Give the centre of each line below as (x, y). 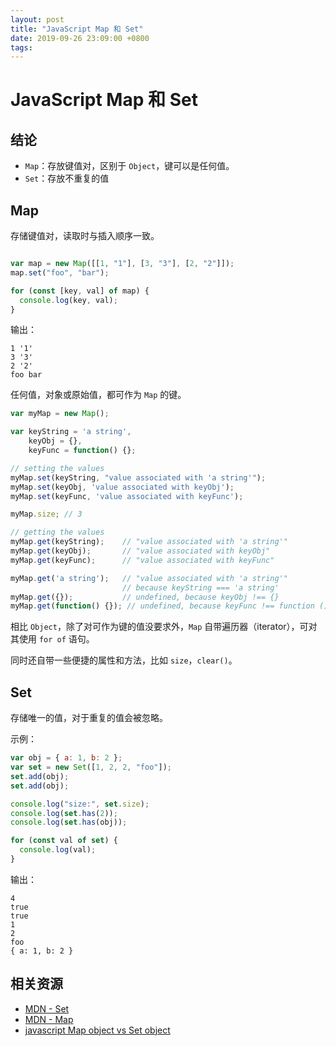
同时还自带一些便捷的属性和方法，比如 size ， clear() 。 (124, 660)
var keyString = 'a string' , (71, 432)
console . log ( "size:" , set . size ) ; (80, 804)
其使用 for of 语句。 (52, 639)
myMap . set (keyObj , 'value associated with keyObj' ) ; (122, 487)
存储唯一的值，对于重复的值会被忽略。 (89, 718)
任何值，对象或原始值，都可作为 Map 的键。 (98, 395)
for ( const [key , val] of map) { (80, 291)
